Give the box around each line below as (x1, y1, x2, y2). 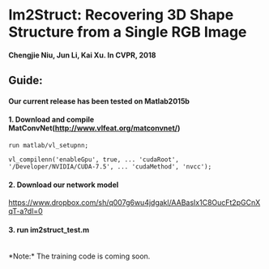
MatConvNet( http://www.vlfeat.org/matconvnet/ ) (8, 123, 181, 133)
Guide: (8, 74, 43, 88)
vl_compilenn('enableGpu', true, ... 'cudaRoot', (8, 156, 180, 164)
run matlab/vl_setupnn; (8, 141, 89, 149)
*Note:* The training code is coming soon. (8, 251, 151, 261)
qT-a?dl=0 (8, 207, 43, 216)
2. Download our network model (8, 180, 119, 190)
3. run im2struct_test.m (8, 224, 90, 234)
